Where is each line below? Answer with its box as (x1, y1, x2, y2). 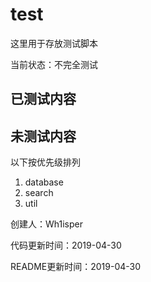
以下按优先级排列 (10, 156, 81, 168)
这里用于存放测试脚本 (10, 37, 98, 49)
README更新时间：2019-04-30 (10, 261, 142, 273)
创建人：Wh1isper (10, 218, 83, 230)
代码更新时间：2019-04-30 (10, 239, 122, 252)
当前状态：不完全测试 (10, 58, 98, 70)
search (24, 187, 54, 199)
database (24, 176, 64, 188)
